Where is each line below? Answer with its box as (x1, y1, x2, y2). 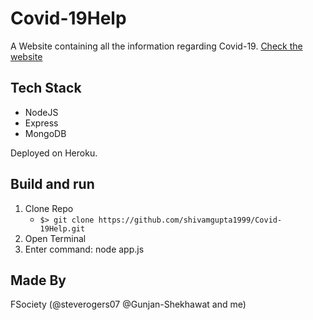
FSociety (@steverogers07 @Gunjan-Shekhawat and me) (10, 298, 247, 311)
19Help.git (39, 223, 86, 234)
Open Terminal (24, 232, 87, 244)
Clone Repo (24, 202, 74, 214)
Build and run (10, 176, 95, 193)
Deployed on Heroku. (10, 147, 98, 159)
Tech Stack (10, 80, 82, 97)
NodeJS (24, 106, 59, 118)
